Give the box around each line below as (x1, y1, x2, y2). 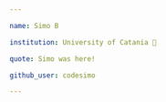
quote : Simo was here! (9, 54, 96, 64)
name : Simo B (9, 21, 59, 30)
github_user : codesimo (9, 70, 96, 80)
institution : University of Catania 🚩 (9, 37, 157, 46)
